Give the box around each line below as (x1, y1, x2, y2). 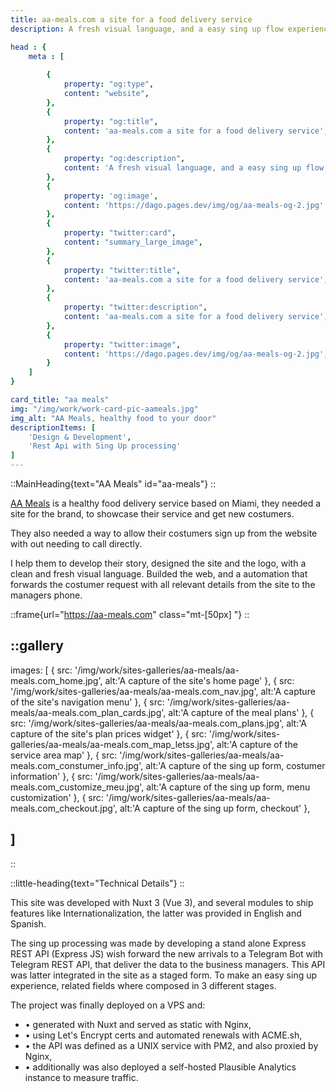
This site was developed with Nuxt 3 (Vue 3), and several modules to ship (10, 896, 314, 908)
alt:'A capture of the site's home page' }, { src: (104, 674, 295, 686)
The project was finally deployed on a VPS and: (10, 999, 206, 1011)
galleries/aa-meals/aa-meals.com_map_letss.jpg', (10, 738, 215, 750)
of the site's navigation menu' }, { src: (10, 696, 165, 708)
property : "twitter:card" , (63, 228, 177, 238)
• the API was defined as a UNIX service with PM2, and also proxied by (24, 1039, 319, 1051)
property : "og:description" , (63, 154, 186, 164)
